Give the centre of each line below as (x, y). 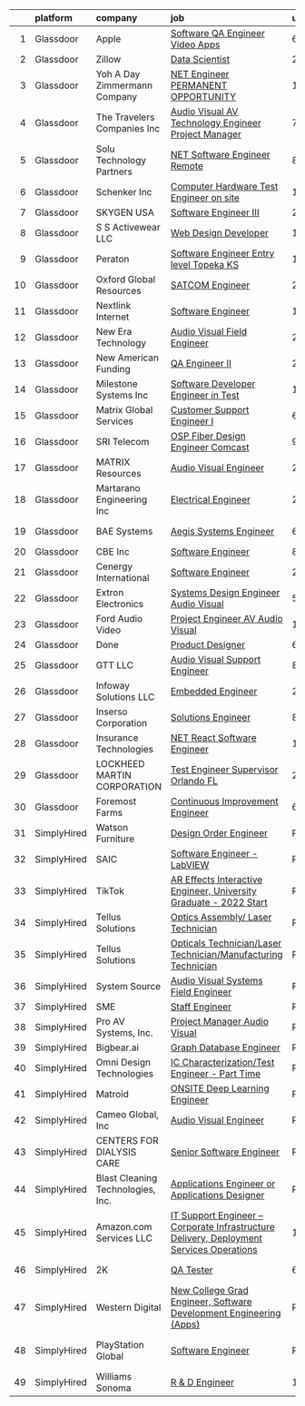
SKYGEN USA (125, 212)
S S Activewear (128, 227)
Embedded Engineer (214, 691)
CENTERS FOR (127, 1141)
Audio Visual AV (204, 111)
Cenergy (114, 566)
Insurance (117, 737)
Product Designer (208, 645)
